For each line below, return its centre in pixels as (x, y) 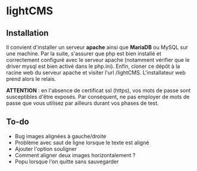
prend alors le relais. (31, 79)
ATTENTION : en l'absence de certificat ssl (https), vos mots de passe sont (98, 90)
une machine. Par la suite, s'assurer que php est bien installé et (84, 54)
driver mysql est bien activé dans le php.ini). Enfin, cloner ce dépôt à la (93, 66)
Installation (27, 33)
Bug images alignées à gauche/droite (60, 136)
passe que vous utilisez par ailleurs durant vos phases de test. (82, 103)
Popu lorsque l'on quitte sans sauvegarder (67, 161)
